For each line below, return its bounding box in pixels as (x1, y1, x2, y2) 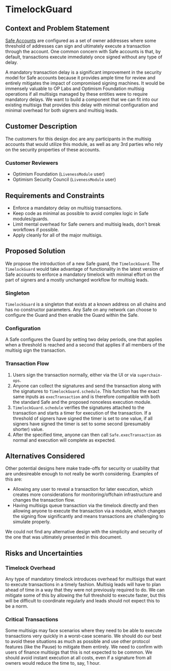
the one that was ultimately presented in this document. (5, 534, 123, 540)
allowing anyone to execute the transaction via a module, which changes (12, 508, 166, 514)
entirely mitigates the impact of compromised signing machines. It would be (5, 80, 165, 86)
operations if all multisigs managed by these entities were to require (5, 91, 148, 97)
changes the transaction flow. (12, 497, 76, 503)
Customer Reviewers (5, 159, 59, 166)
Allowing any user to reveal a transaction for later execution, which (12, 486, 153, 492)
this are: (5, 476, 22, 482)
